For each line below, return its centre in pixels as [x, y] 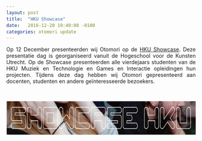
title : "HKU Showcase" [36, 19]
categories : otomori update [41, 32]
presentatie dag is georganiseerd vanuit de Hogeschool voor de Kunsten [101, 56]
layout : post [23, 13]
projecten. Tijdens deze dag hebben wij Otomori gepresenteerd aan [101, 75]
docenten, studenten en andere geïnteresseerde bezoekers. [81, 82]
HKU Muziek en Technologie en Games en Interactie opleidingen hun [101, 68]
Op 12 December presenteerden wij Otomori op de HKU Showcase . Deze [101, 49]
